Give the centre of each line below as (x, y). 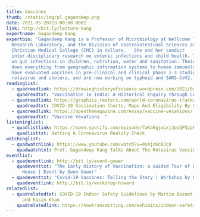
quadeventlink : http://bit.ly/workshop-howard (76, 183)
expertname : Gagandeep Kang (41, 34)
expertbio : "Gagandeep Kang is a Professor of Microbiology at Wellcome (98, 39)
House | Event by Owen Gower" (59, 172)
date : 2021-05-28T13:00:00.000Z (46, 23)
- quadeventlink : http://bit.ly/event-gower (68, 161)
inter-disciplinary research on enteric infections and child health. (101, 56)
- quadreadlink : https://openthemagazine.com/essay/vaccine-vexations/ (102, 111)
